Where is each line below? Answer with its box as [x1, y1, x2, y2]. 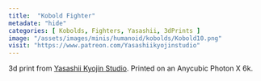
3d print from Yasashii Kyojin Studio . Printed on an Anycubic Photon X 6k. [8, 63, 253, 73]
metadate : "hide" [8, 19, 67, 27]
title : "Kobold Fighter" [8, 11, 95, 20]
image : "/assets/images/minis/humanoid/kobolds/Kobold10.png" [8, 34, 222, 43]
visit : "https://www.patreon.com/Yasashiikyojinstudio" [8, 42, 200, 50]
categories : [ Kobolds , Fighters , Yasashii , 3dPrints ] [8, 26, 200, 34]
